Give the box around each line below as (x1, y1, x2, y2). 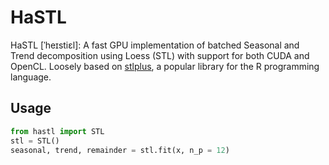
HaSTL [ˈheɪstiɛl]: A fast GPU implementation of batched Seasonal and (10, 39, 300, 51)
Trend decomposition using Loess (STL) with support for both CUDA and (10, 49, 310, 61)
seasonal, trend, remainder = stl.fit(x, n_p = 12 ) (10, 145, 230, 155)
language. (10, 71, 52, 83)
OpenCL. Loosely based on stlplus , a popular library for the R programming (10, 60, 320, 72)
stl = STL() (10, 136, 60, 146)
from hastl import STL (10, 126, 105, 136)
